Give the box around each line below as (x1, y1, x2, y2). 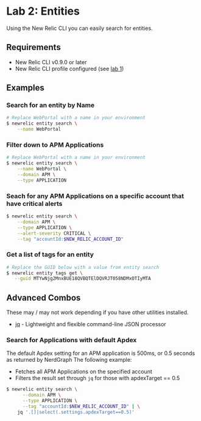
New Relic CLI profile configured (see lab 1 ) (15, 65, 124, 72)
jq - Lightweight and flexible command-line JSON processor (15, 321, 166, 328)
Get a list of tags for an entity (6, 251, 94, 259)
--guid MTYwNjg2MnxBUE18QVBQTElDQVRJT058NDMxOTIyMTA (14, 276, 151, 282)
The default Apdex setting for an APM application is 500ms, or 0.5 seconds (6, 350, 196, 357)
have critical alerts (6, 199, 63, 208)
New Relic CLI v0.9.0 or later (15, 58, 87, 65)
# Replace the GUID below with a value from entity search (6, 264, 160, 270)
